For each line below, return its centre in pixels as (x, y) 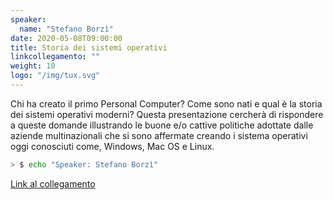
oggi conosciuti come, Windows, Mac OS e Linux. (112, 146)
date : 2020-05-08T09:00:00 (66, 38)
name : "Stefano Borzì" (66, 29)
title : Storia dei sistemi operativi (89, 47)
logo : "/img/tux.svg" (55, 76)
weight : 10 (33, 66)
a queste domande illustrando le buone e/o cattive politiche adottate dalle (162, 125)
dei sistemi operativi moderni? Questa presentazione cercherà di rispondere (167, 114)
